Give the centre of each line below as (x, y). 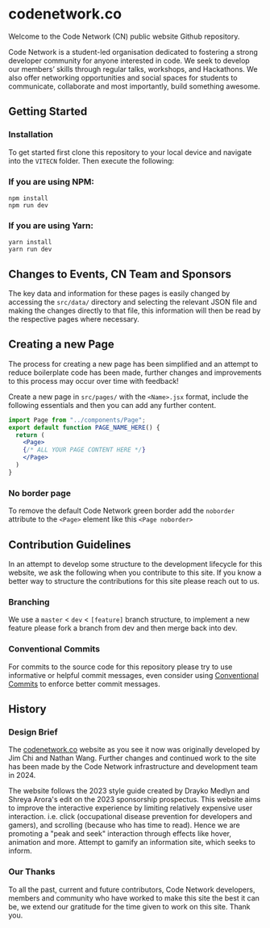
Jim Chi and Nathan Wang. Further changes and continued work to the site (132, 758)
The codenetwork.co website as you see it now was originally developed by (134, 750)
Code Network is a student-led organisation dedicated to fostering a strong (133, 52)
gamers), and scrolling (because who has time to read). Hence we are (124, 825)
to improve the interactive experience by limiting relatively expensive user (131, 808)
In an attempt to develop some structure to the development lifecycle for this (135, 564)
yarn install (30, 243)
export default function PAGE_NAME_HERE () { (84, 427)
